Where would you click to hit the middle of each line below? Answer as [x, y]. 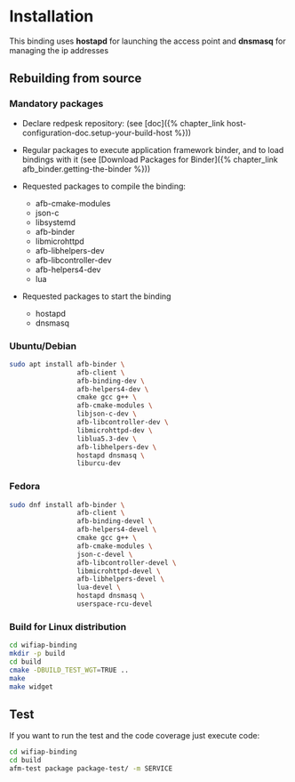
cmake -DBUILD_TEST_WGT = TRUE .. [69, 670]
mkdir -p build [37, 654]
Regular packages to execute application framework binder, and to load [153, 149]
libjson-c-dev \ [107, 414]
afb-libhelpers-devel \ [121, 579]
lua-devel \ [99, 588]
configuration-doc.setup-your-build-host [97, 133]
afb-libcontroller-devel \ [127, 562]
